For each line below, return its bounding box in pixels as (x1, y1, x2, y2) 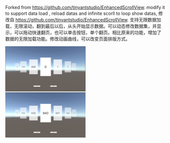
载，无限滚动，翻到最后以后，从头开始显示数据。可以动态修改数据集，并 (5, 23, 157, 29)
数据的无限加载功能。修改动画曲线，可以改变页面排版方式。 (5, 36, 130, 42)
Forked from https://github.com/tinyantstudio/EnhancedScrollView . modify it (5, 5, 165, 10)
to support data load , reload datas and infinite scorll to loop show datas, (5, 10, 158, 16)
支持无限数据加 (129, 17, 161, 22)
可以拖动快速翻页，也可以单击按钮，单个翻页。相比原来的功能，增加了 (14, 30, 161, 35)
